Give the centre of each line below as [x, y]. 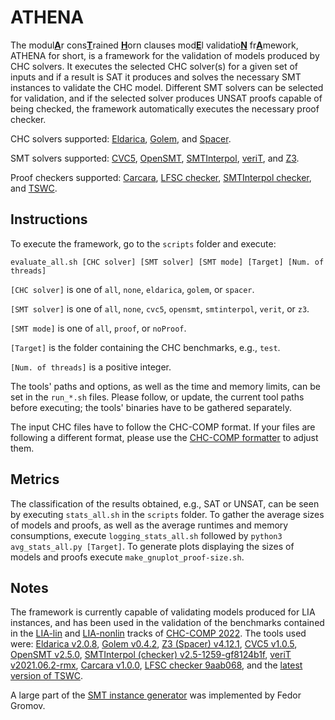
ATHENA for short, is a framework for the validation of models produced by [165, 55]
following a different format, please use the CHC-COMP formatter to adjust [164, 437]
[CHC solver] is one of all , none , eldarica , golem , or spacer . [132, 289]
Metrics [35, 479]
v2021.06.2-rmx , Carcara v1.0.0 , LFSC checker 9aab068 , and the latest [156, 665]
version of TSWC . [47, 676]
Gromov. [28, 706]
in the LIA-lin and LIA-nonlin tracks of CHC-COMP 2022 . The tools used [158, 633]
